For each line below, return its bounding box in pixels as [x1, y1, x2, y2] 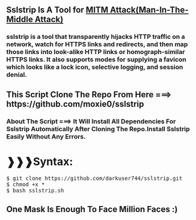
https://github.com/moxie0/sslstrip [6, 98, 144, 109]
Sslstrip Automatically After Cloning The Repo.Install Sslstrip [6, 125, 190, 133]
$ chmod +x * [6, 180, 46, 188]
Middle [6, 15, 33, 25]
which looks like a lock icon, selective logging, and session [6, 63, 183, 72]
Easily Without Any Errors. [6, 132, 86, 140]
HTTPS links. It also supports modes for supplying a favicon [6, 55, 187, 64]
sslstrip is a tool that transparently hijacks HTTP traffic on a [6, 33, 185, 41]
